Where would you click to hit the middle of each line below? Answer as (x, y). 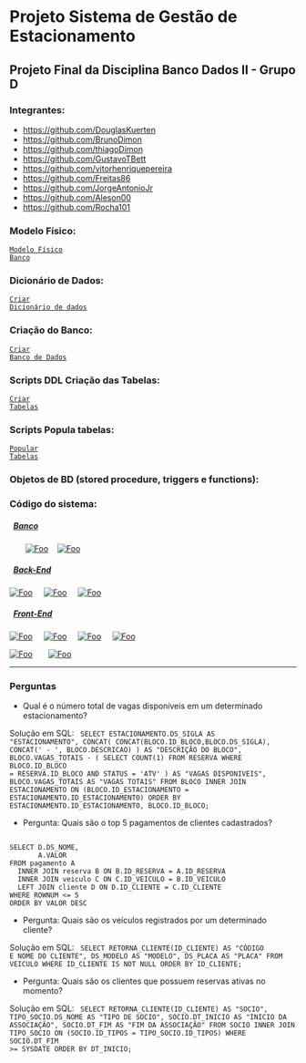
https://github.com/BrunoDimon (82, 139)
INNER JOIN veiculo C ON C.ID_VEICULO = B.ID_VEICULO (122, 880)
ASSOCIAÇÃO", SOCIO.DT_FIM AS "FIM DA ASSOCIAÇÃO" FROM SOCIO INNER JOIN (153, 1026)
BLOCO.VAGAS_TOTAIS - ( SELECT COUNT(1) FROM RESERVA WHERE (126, 759)
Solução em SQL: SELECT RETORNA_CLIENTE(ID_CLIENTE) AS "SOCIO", (139, 1008)
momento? (43, 991)
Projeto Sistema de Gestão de (123, 17)
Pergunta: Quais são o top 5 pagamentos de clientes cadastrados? (148, 823)
